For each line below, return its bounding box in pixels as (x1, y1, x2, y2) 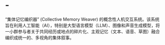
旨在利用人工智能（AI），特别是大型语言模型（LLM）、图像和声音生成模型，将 (5, 22, 160, 28)
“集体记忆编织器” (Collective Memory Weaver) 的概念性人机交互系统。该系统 (5, 16, 160, 22)
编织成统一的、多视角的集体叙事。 (5, 34, 74, 41)
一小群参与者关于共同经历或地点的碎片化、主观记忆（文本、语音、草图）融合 (5, 28, 160, 34)
